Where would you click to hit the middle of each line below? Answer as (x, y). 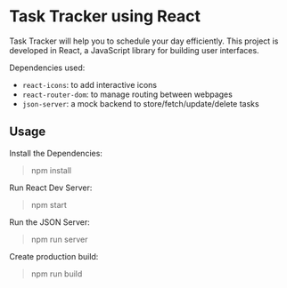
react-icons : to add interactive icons (90, 84)
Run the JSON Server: (50, 222)
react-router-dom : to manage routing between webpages (127, 94)
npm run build (57, 274)
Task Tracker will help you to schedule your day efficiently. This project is (144, 41)
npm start (49, 204)
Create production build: (54, 256)
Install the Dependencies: (56, 153)
